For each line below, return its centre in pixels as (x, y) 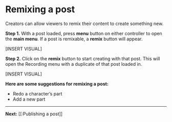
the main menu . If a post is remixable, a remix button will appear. (74, 39)
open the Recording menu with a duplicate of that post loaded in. (74, 64)
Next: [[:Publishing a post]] (34, 114)
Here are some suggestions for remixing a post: (57, 84)
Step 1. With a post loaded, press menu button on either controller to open (84, 33)
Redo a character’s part (37, 93)
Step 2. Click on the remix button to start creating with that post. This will (83, 58)
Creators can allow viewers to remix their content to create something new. (84, 23)
